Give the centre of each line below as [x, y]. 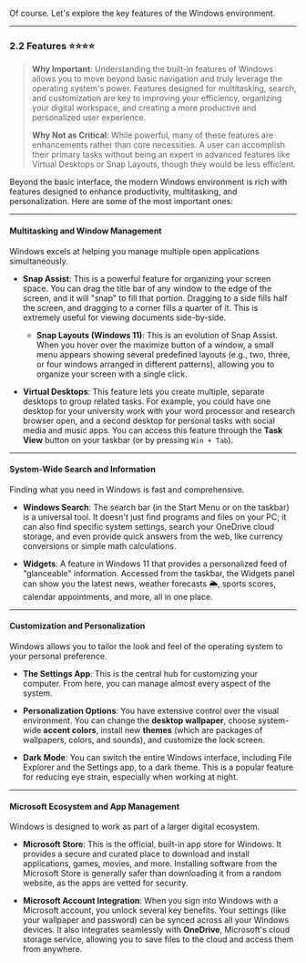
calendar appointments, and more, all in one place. [117, 596]
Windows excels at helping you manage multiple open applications [134, 251]
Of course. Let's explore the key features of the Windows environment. [143, 13]
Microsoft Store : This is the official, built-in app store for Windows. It [152, 844]
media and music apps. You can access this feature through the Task [153, 430]
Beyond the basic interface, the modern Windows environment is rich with [148, 182]
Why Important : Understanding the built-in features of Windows [153, 69]
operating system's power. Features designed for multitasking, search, [164, 88]
